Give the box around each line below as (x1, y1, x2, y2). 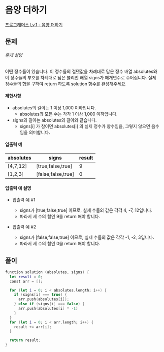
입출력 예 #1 (12, 197, 35, 203)
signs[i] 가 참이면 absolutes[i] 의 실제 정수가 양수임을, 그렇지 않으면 (19, 123, 150, 129)
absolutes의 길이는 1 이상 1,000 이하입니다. (12, 104, 96, 111)
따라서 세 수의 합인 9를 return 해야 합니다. (19, 214, 100, 220)
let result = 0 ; (9, 274, 43, 279)
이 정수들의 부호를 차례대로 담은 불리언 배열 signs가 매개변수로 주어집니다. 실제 (5, 74, 157, 80)
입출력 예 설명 (5, 185, 31, 191)
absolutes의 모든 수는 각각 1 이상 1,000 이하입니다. (19, 111, 118, 117)
